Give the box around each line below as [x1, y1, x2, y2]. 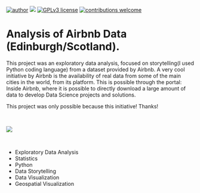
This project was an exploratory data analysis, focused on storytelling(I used [6, 60, 195, 67]
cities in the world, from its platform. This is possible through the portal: [6, 78, 182, 86]
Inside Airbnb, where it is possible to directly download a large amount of [6, 85, 186, 92]
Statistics [14, 155, 38, 162]
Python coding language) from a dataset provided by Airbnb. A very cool [6, 66, 185, 73]
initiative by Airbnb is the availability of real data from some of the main [6, 72, 181, 79]
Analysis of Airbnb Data [6, 27, 127, 41]
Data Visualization [14, 173, 60, 181]
